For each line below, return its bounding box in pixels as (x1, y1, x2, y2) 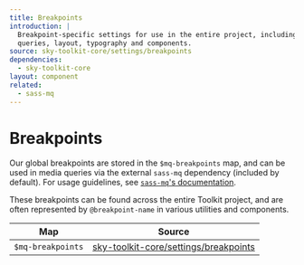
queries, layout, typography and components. (17, 38, 193, 48)
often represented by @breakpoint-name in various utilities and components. (9, 204, 290, 215)
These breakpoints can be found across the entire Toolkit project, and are (9, 194, 283, 205)
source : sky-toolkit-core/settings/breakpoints (9, 47, 193, 56)
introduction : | (9, 22, 71, 31)
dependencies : (9, 55, 63, 64)
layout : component (9, 72, 79, 81)
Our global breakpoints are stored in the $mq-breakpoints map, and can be (9, 157, 286, 168)
